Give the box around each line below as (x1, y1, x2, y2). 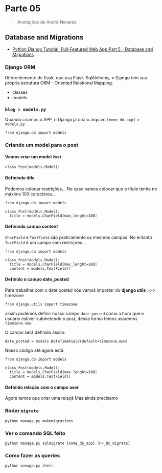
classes (12, 89, 28, 95)
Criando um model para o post (5, 142, 78, 149)
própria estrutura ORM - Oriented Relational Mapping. (5, 80, 114, 86)
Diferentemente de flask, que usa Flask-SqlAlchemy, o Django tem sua (5, 75, 147, 81)
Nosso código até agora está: (5, 347, 65, 353)
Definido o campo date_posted (5, 277, 69, 282)
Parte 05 (5, 3, 41, 14)
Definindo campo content (5, 223, 58, 230)
